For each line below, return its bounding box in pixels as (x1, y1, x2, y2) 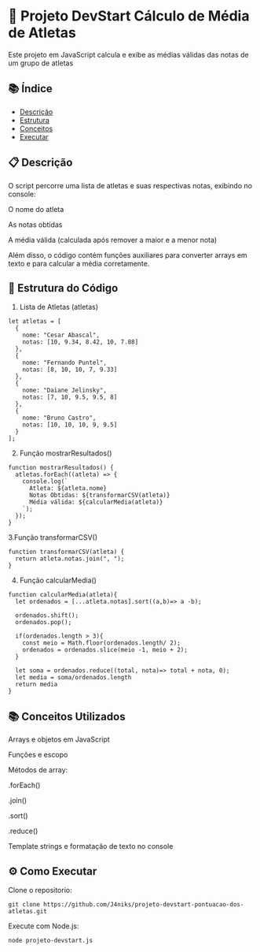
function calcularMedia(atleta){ (8, 591, 118, 599)
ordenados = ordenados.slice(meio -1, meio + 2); (22, 646, 189, 654)
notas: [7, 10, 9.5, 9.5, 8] (22, 393, 118, 401)
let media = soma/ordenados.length (15, 674, 132, 682)
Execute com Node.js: (8, 921, 79, 931)
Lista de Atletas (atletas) (19, 303, 99, 312)
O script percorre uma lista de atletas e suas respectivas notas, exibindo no (8, 180, 253, 190)
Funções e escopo (8, 750, 68, 760)
